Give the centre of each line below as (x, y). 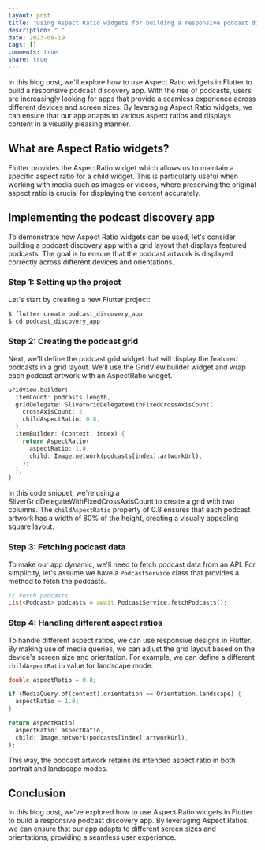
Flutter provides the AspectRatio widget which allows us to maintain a (121, 167)
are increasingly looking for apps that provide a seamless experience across (132, 99)
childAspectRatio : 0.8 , (62, 419)
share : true (28, 60)
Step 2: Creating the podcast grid (73, 342)
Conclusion (37, 793)
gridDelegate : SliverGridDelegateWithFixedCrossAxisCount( (114, 404)
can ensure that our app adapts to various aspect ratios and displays (119, 115)
